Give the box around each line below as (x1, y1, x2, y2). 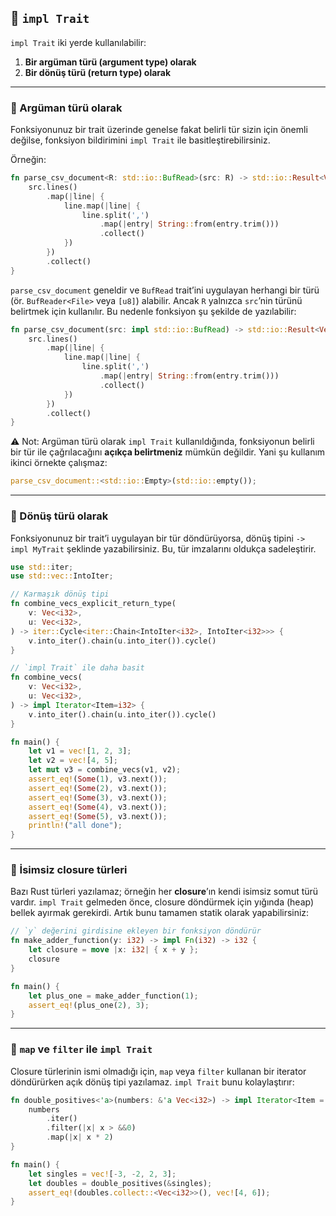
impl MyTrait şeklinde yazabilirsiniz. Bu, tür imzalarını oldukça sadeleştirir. (10, 542, 317, 555)
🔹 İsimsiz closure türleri (10, 863, 128, 877)
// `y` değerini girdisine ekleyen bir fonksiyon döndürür (10, 926, 262, 936)
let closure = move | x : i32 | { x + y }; (28, 945, 199, 955)
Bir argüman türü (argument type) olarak (24, 56, 197, 68)
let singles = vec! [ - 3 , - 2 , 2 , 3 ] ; (28, 1169, 177, 1179)
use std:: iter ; (10, 562, 74, 572)
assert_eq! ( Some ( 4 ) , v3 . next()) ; (28, 802, 168, 812)
